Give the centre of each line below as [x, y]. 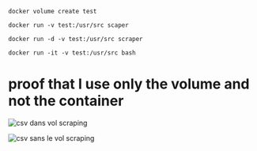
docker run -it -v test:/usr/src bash [72, 53]
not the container [66, 101]
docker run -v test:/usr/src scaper [68, 25]
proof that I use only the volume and [129, 84]
